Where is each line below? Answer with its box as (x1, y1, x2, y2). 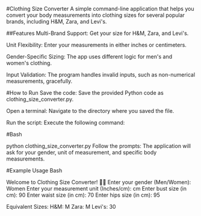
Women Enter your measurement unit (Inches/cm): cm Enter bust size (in (6, 185, 187, 192)
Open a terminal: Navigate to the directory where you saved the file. (6, 107, 175, 114)
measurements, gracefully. (6, 78, 73, 84)
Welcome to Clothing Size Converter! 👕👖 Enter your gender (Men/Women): (6, 179, 191, 186)
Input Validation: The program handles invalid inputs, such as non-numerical (6, 71, 196, 78)
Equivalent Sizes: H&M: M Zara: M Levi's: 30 (6, 203, 116, 210)
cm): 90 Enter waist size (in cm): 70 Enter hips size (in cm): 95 (6, 191, 161, 199)
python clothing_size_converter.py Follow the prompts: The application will (6, 142, 191, 150)
